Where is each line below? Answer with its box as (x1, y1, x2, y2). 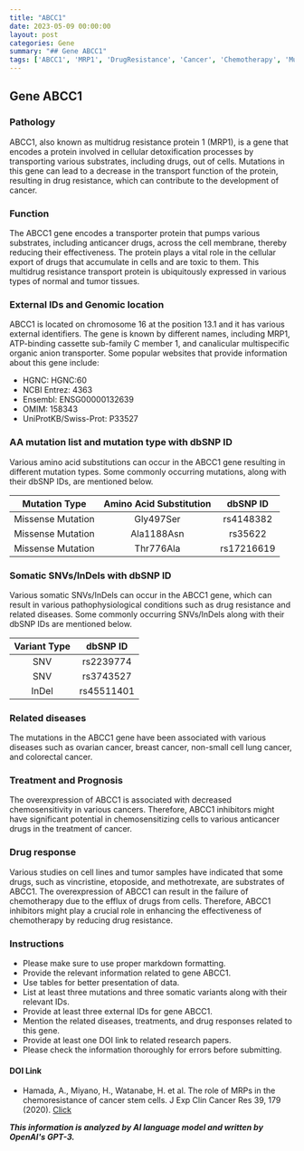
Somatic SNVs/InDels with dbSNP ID (9, 569, 172, 582)
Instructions (9, 937, 65, 950)
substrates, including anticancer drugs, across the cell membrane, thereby (9, 237, 288, 248)
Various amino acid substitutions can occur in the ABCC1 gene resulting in (9, 456, 286, 467)
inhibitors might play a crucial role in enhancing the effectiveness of (9, 905, 262, 916)
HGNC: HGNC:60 (22, 375, 88, 385)
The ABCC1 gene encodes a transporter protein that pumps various (9, 227, 261, 238)
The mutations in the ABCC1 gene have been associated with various (9, 732, 267, 743)
